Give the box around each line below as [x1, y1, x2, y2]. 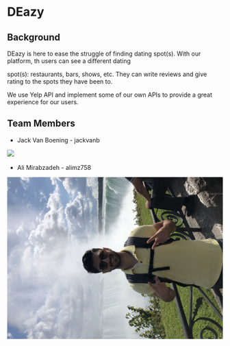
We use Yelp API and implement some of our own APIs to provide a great [7, 90, 213, 99]
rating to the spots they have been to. [7, 77, 113, 86]
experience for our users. [7, 98, 79, 106]
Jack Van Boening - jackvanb [16, 136, 101, 144]
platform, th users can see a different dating [7, 57, 131, 65]
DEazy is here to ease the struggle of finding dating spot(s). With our [7, 49, 201, 58]
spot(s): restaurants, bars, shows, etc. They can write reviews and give [7, 70, 207, 78]
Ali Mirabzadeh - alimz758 [16, 163, 92, 171]
